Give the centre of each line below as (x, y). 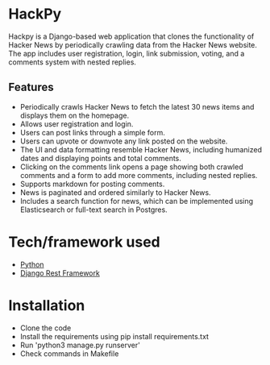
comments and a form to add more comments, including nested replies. (139, 175)
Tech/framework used (84, 242)
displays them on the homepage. (75, 115)
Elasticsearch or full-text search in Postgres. (93, 209)
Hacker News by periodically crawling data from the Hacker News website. (133, 44)
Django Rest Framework (60, 273)
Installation (47, 305)
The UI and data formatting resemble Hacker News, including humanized (141, 149)
